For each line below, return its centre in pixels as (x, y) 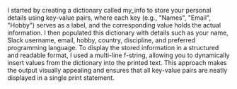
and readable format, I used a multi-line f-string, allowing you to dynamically (118, 55)
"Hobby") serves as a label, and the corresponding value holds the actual (114, 25)
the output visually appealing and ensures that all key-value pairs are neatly (117, 70)
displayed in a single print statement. (61, 78)
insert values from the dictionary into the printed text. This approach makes (117, 63)
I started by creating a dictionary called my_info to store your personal (109, 10)
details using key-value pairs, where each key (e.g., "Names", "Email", (109, 18)
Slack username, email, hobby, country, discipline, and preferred (102, 40)
